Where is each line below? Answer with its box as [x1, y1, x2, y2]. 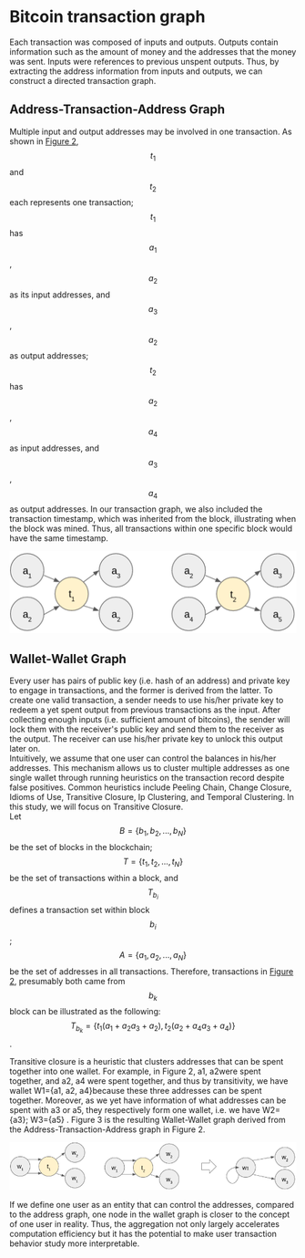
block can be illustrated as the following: [9, 1006, 161, 1017]
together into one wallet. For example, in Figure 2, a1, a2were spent [9, 1066, 261, 1076]
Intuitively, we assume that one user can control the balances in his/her [9, 753, 277, 764]
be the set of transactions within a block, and [9, 872, 179, 883]
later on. [9, 743, 41, 754]
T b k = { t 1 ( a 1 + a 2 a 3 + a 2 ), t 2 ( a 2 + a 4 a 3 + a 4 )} [70, 1020, 236, 1034]
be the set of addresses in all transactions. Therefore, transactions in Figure [9, 965, 294, 977]
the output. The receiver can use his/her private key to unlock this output [9, 733, 284, 744]
